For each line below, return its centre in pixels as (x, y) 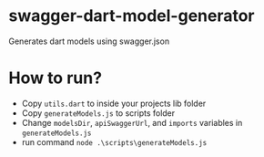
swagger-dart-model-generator (132, 16)
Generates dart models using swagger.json (89, 41)
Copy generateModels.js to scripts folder (98, 113)
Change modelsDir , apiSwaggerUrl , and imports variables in (132, 122)
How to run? (55, 78)
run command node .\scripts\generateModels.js (114, 141)
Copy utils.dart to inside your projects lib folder (114, 103)
